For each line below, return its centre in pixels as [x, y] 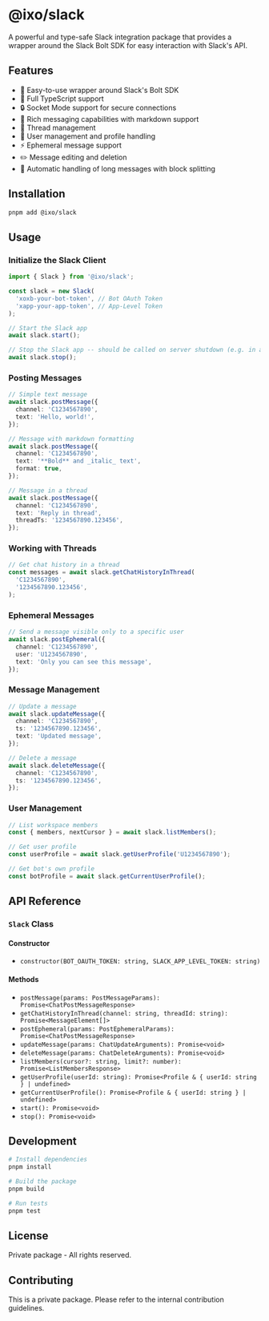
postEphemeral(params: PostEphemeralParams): [97, 1029]
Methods [24, 979]
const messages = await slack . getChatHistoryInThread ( [102, 572]
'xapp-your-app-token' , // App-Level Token [89, 306]
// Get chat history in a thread [64, 565]
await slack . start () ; [44, 335]
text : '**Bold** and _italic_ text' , [78, 461]
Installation [37, 194]
